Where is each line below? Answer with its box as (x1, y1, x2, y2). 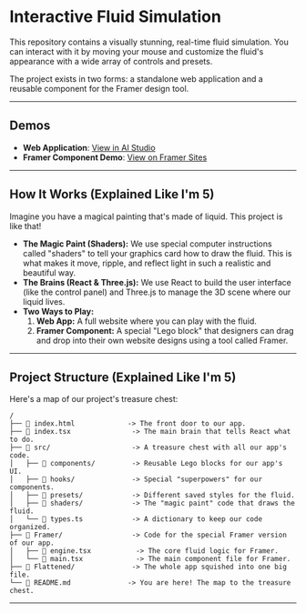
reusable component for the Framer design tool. (9, 83, 189, 94)
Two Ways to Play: (22, 306, 94, 317)
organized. (9, 523, 51, 532)
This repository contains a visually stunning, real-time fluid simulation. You (9, 36, 289, 47)
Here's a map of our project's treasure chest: (9, 394, 178, 405)
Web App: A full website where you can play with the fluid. (36, 316, 257, 327)
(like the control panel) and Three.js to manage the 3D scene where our (22, 286, 291, 297)
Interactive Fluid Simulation (9, 6, 221, 27)
